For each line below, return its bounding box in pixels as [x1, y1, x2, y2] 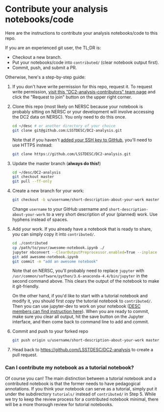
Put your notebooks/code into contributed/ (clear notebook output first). [12, 59, 159, 65]
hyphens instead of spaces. [12, 217, 69, 222]
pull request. [12, 352, 38, 358]
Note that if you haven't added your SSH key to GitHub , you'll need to [12, 137, 153, 143]
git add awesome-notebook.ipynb [12, 254, 78, 259]
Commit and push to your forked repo [12, 328, 89, 334]
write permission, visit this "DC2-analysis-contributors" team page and [12, 89, 156, 95]
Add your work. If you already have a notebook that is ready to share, [12, 226, 152, 232]
